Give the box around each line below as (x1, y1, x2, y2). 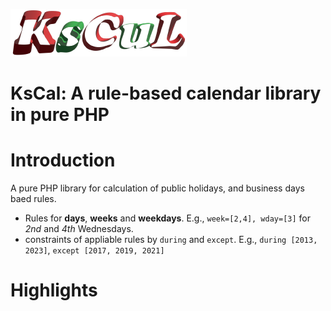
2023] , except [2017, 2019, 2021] (24, 244, 165, 256)
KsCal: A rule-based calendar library (10, 82, 322, 105)
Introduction (10, 149, 116, 172)
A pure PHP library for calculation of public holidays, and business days (10, 182, 305, 194)
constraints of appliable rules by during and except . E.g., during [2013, (24, 234, 318, 246)
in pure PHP (10, 104, 110, 126)
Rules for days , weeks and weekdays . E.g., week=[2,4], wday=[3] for (24, 212, 312, 224)
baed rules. (10, 193, 57, 205)
